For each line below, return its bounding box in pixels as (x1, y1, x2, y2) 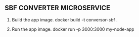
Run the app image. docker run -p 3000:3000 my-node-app (11, 26, 135, 32)
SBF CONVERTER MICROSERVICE (4, 4, 111, 12)
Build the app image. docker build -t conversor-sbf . (11, 17, 118, 22)
